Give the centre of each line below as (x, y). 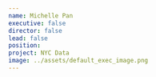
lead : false (28, 38)
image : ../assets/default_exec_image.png (78, 61)
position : (25, 46)
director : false (35, 30)
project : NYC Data (39, 53)
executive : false (37, 23)
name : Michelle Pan (41, 16)
